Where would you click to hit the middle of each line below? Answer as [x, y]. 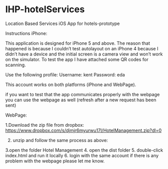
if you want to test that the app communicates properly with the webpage [82, 94]
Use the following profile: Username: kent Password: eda [65, 74]
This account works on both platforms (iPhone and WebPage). [71, 84]
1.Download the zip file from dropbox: [45, 125]
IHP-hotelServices [45, 9]
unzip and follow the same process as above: [60, 140]
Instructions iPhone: [26, 33]
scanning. [16, 65]
